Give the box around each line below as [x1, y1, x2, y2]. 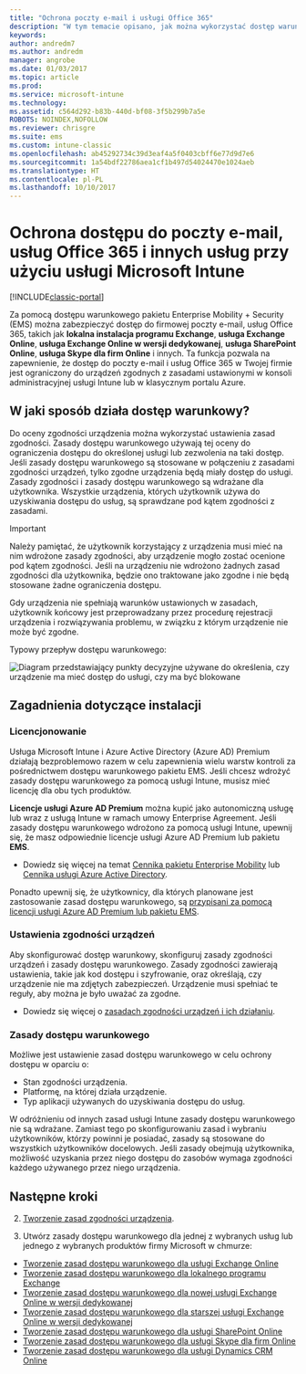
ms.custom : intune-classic [9, 141, 112, 150]
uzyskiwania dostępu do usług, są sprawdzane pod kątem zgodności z [9, 495, 275, 507]
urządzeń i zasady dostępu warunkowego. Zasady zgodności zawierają [9, 959, 278, 970]
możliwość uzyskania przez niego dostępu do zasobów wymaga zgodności [9, 1152, 293, 1164]
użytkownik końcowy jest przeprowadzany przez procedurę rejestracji [9, 606, 273, 617]
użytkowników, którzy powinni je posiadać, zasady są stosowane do [9, 1133, 266, 1144]
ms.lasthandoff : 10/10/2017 [9, 184, 117, 193]
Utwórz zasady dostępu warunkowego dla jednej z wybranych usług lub [22, 1230, 293, 1242]
